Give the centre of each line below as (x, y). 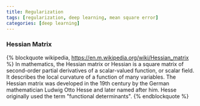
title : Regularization (35, 12)
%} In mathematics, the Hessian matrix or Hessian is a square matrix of (95, 64)
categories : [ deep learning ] (43, 23)
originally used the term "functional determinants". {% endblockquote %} (98, 96)
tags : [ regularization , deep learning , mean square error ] (82, 18)
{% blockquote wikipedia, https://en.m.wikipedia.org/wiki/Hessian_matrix (98, 58)
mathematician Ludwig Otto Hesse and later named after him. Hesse (92, 90)
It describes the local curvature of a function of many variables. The (91, 77)
